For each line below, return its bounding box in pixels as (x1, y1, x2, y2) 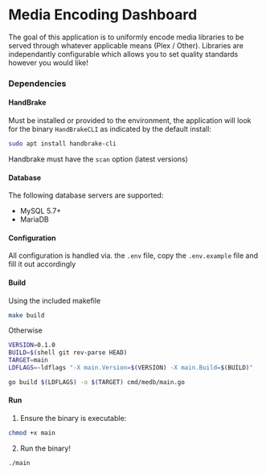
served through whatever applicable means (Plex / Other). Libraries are (8, 40, 243, 50)
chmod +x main (8, 429, 56, 437)
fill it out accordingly (8, 259, 76, 269)
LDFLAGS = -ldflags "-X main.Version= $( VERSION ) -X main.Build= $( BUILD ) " (8, 364, 253, 372)
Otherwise (8, 325, 43, 335)
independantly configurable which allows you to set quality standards (8, 49, 239, 59)
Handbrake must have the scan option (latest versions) (8, 154, 189, 164)
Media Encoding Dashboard (8, 6, 198, 24)
